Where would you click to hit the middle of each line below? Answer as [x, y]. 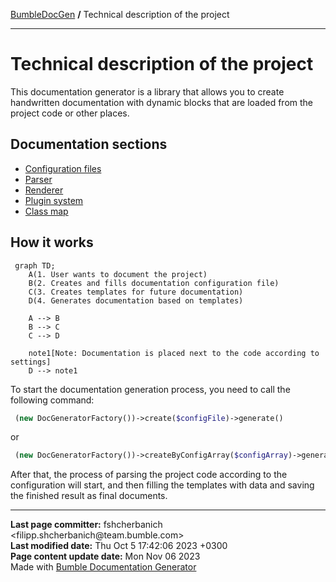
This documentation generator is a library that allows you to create [147, 91]
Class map [46, 211]
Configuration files [63, 168]
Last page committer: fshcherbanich [86, 525]
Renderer [44, 190]
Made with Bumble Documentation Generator [103, 567]
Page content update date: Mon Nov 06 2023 [105, 556]
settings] [31, 362]
